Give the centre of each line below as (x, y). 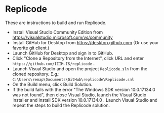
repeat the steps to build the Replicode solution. (61, 105)
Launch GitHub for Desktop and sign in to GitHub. (63, 53)
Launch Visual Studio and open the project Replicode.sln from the (80, 69)
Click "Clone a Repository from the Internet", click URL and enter (78, 58)
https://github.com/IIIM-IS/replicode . (53, 63)
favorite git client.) (31, 48)
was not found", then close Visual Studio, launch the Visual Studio (79, 95)
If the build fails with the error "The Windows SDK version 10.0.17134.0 (84, 89)
